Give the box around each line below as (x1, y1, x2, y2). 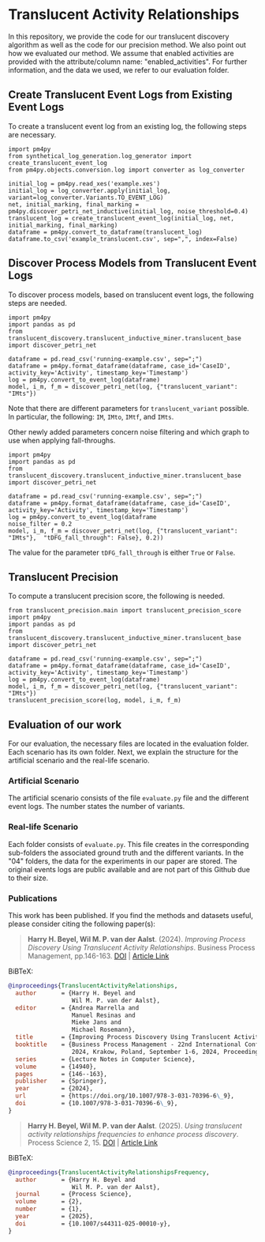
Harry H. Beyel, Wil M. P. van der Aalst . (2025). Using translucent (27, 1120, 243, 1131)
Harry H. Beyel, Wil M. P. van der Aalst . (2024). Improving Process (27, 935, 246, 944)
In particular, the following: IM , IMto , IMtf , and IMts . (8, 412, 174, 421)
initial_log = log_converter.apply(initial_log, (8, 186, 171, 194)
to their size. (8, 873, 49, 883)
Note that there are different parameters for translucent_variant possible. (8, 403, 250, 412)
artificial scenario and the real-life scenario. (8, 756, 150, 766)
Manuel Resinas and (71, 1011, 136, 1019)
